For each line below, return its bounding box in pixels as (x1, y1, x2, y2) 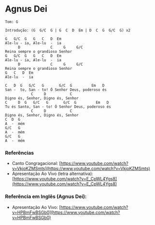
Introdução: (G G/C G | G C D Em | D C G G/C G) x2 (5, 28, 131, 32)
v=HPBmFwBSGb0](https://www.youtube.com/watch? (12, 209, 120, 215)
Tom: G (5, 19, 18, 24)
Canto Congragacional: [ (12, 161, 61, 166)
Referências (5, 149, 34, 156)
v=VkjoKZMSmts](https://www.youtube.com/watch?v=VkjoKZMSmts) (12, 166, 151, 172)
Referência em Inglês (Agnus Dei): (5, 193, 87, 200)
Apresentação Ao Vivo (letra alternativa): (12, 171, 93, 177)
